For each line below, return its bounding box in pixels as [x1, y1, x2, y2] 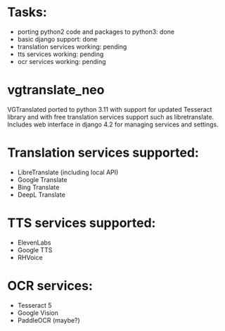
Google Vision [17, 309, 58, 317]
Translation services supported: [7, 145, 199, 161]
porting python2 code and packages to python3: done [17, 27, 174, 36]
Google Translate [17, 175, 68, 183]
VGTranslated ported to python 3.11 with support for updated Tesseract [7, 105, 212, 113]
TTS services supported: [7, 215, 156, 231]
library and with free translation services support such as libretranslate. [7, 112, 214, 121]
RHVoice [17, 253, 44, 261]
